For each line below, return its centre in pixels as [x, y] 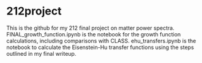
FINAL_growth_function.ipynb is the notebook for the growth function [94, 34]
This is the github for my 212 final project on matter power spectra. [90, 28]
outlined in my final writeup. [41, 53]
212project [34, 11]
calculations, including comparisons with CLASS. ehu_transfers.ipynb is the [101, 41]
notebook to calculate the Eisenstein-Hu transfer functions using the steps [100, 47]
